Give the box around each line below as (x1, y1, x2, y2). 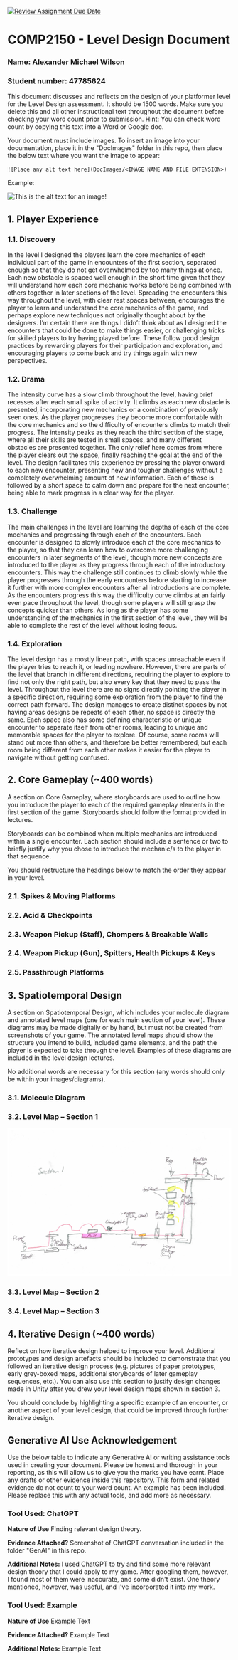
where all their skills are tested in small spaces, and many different (7, 436, 202, 444)
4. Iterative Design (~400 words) (7, 1328, 156, 1340)
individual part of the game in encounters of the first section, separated (7, 258, 217, 267)
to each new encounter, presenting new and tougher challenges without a (7, 466, 224, 475)
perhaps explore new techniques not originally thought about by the (7, 311, 206, 320)
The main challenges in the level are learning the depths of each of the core (7, 522, 229, 531)
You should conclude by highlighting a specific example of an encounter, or (7, 1399, 229, 1407)
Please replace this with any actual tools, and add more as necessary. (7, 1491, 212, 1500)
